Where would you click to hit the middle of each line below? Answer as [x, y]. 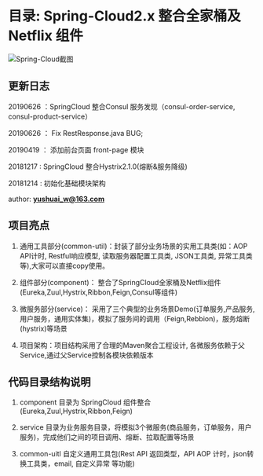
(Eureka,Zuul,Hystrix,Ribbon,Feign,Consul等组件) [99, 292]
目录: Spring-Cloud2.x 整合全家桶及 [124, 16]
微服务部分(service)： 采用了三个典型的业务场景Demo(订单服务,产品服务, [137, 309]
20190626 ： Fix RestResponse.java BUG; [76, 133]
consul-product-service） [50, 116]
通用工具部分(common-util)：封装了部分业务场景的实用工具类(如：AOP [133, 246]
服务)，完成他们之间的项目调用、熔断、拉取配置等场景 [107, 438]
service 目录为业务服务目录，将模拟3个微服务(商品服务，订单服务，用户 [135, 427]
